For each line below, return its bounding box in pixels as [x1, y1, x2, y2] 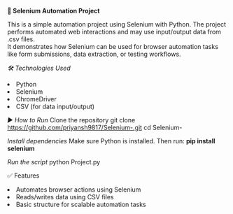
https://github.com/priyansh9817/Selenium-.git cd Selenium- [7, 123, 183, 131]
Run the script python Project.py [7, 158, 101, 166]
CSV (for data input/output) [16, 102, 95, 110]
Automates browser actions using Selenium [16, 185, 141, 194]
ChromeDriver [16, 95, 57, 103]
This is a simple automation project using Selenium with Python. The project [7, 20, 226, 28]
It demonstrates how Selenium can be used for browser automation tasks [7, 43, 219, 50]
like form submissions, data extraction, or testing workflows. [7, 50, 181, 58]
